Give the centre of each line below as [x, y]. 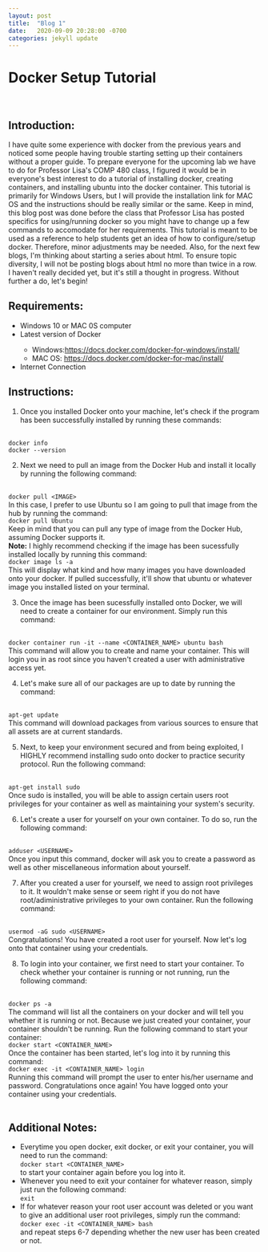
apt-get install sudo [44, 787]
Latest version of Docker [60, 334]
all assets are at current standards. [65, 731]
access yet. [27, 668]
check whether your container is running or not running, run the [125, 972]
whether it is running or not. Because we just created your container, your [130, 1020]
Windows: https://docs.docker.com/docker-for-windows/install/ [136, 349]
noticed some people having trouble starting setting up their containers [126, 153]
